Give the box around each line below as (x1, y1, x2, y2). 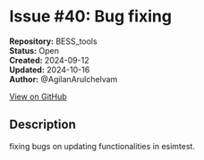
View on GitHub (9, 91, 67, 102)
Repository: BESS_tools (9, 36, 98, 46)
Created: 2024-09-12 (9, 55, 89, 65)
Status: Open (9, 45, 60, 55)
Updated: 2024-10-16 (9, 64, 90, 75)
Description (9, 117, 76, 132)
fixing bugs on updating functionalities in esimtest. (9, 140, 195, 151)
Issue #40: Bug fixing (9, 6, 173, 27)
